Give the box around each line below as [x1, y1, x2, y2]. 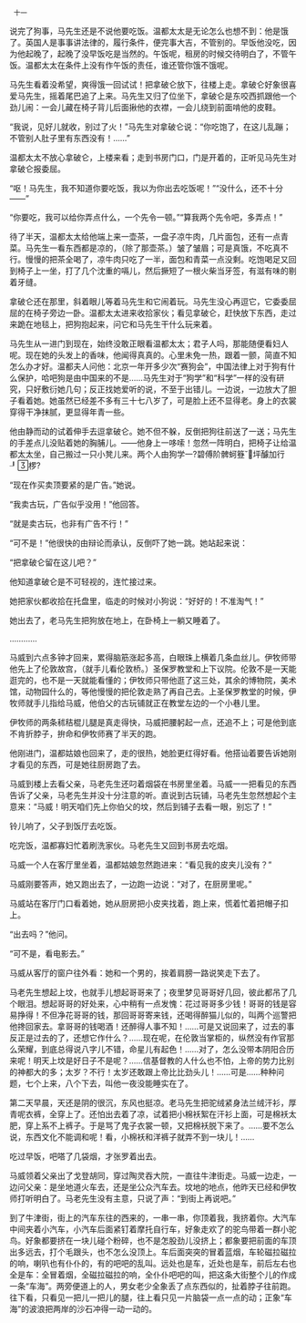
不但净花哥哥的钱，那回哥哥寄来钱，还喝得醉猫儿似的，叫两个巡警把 [40, 1010, 297, 1020]
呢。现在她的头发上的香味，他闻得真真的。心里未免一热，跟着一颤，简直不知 [9, 350, 297, 360]
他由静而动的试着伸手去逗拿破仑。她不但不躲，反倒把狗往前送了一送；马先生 [9, 426, 297, 436]
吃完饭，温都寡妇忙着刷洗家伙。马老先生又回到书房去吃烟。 [9, 840, 233, 850]
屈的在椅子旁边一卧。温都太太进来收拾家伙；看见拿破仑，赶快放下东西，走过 [9, 308, 297, 318]
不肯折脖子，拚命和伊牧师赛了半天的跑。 [9, 728, 161, 739]
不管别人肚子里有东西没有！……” [9, 133, 130, 143]
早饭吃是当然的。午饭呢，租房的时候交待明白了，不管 [88, 48, 289, 59]
